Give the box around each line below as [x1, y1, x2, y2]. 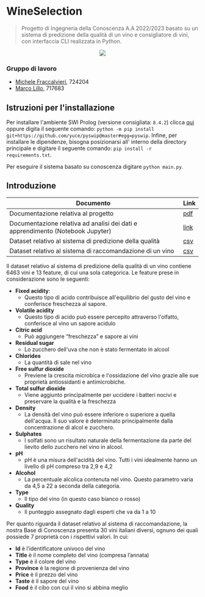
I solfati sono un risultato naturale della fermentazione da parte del [24, 436, 192, 444]
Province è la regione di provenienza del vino [15, 564, 130, 571]
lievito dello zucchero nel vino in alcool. [24, 443, 124, 450]
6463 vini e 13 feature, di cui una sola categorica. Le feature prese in [6, 269, 179, 276]
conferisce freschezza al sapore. [24, 300, 107, 307]
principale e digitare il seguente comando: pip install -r [6, 145, 152, 152]
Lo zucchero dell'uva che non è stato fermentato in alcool [24, 346, 170, 353]
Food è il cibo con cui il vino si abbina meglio [15, 584, 128, 591]
